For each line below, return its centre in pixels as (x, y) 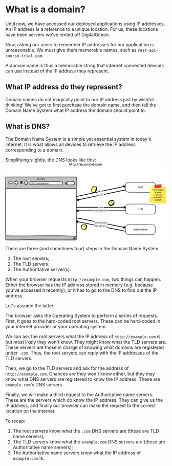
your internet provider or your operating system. (56, 326)
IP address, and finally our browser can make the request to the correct (81, 405)
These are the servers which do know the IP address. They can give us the (84, 400)
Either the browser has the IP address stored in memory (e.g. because (79, 285)
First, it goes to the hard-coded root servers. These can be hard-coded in (83, 321)
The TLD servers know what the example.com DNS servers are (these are (89, 442)
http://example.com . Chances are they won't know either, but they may (80, 374)
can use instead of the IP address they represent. (57, 71)
